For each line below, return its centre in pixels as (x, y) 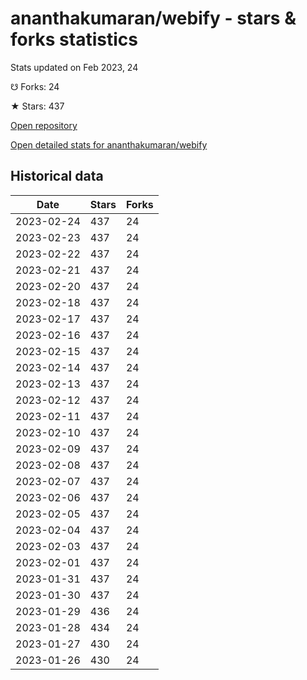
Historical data (57, 176)
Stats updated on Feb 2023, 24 (74, 67)
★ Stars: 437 (37, 106)
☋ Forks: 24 (35, 86)
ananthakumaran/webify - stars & (153, 18)
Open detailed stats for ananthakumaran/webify (109, 144)
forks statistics (74, 39)
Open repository (44, 125)
